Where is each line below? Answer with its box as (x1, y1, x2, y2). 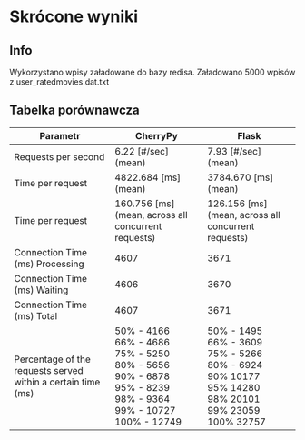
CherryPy (134, 129, 179, 142)
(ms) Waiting (14, 284, 69, 296)
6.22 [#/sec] (114, 145, 170, 157)
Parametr (39, 129, 81, 142)
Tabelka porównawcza (9, 103, 141, 118)
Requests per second (14, 150, 105, 163)
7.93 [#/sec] (207, 145, 261, 157)
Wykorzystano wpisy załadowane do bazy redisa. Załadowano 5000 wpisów (9, 66, 296, 77)
